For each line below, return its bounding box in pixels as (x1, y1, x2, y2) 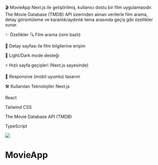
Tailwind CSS (5, 104, 32, 110)
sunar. (5, 22, 18, 27)
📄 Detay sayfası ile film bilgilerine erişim (5, 43, 86, 48)
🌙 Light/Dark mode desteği (5, 52, 60, 58)
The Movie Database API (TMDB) (5, 114, 72, 119)
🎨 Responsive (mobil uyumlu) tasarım (5, 73, 80, 79)
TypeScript (5, 123, 27, 129)
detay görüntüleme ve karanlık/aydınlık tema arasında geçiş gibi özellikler (5, 17, 153, 23)
